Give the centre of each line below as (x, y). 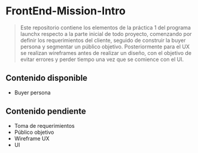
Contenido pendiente (46, 111)
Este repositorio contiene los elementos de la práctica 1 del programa (105, 27)
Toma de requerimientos (45, 126)
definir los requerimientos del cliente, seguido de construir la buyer (103, 40)
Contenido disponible (47, 78)
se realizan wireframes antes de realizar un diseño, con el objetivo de (106, 53)
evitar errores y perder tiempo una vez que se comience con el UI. (102, 59)
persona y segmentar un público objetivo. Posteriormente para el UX (105, 47)
